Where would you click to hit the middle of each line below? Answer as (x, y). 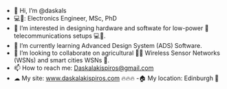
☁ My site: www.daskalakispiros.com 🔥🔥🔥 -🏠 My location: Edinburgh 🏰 (116, 78)
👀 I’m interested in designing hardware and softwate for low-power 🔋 (111, 28)
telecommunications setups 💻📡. (60, 36)
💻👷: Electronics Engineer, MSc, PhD (65, 18)
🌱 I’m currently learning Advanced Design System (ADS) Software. (108, 46)
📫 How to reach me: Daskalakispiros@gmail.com (84, 68)
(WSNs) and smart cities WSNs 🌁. (62, 60)
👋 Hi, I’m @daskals (40, 11)
